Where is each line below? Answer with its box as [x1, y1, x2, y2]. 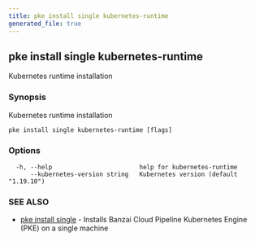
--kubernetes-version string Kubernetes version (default [29, 170, 238, 178]
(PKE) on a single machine [19, 223, 109, 233]
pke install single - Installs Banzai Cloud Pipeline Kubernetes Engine [19, 215, 248, 225]
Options [8, 144, 41, 156]
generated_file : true [8, 20, 82, 28]
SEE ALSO [8, 196, 50, 208]
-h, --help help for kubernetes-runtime [15, 163, 238, 171]
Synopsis [8, 91, 46, 103]
